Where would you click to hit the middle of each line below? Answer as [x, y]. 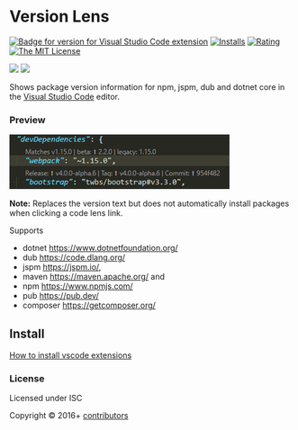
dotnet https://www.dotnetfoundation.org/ [100, 248]
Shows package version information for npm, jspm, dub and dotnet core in [147, 86]
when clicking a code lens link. [66, 213]
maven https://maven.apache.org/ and [93, 277]
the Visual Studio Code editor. [64, 96]
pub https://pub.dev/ [60, 296]
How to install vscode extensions [71, 355]
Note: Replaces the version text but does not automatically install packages [149, 203]
